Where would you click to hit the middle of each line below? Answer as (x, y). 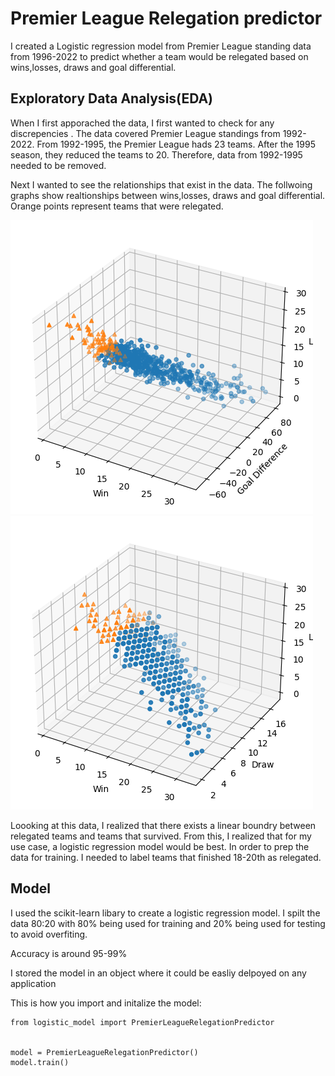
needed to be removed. (58, 165)
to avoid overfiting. (49, 934)
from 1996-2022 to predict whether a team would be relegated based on (159, 56)
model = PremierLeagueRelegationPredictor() (104, 1052)
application (33, 983)
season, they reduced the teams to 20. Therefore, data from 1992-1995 (156, 154)
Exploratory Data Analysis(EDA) (112, 98)
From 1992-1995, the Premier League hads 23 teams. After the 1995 (176, 144)
